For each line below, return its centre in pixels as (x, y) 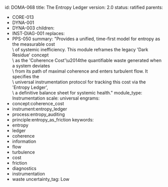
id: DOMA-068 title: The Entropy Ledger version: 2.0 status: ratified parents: (84, 7)
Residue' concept (30, 55)
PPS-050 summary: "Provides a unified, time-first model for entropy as (86, 39)
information (24, 141)
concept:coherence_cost (38, 103)
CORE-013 (23, 17)
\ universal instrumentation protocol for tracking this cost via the (79, 82)
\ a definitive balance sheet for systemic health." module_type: (77, 93)
